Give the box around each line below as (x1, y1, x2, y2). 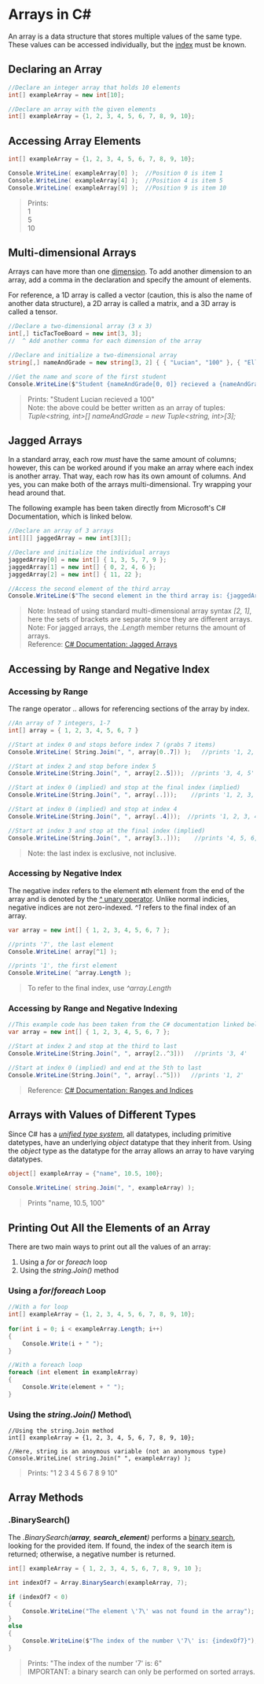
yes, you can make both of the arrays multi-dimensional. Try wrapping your (8, 480, 252, 489)
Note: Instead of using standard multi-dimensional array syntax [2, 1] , (27, 606, 252, 615)
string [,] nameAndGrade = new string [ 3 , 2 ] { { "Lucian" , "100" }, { (8, 358, 241, 367)
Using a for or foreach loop (19, 1257, 108, 1266)
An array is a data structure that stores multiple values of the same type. (8, 31, 242, 41)
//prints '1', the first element (8, 962, 118, 969)
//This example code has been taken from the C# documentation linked (8, 1021, 244, 1028)
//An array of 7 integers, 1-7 (8, 719, 111, 727)
